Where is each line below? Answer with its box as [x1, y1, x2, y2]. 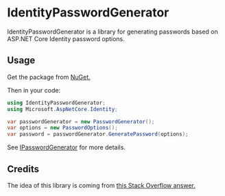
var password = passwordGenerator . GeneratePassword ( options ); [7, 131, 189, 138]
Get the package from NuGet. [7, 73, 91, 81]
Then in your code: [7, 86, 60, 94]
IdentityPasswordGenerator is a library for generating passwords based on [7, 27, 218, 36]
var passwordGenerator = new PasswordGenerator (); [7, 118, 155, 125]
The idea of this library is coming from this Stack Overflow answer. [7, 181, 196, 189]
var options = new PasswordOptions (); [7, 125, 118, 132]
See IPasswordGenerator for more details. [7, 143, 126, 151]
